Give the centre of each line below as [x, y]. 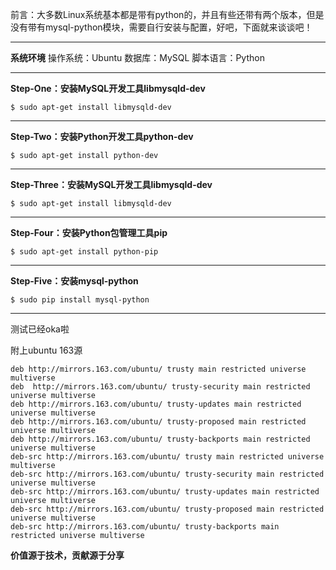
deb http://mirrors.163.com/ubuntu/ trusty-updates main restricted [156, 404]
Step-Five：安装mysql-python [74, 281]
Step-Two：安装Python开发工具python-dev [102, 136]
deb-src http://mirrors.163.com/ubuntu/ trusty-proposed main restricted [167, 509]
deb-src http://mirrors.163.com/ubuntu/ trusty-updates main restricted [165, 492]
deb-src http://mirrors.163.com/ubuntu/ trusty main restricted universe [167, 457]
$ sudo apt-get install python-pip [84, 252]
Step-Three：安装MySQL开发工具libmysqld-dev [111, 184]
